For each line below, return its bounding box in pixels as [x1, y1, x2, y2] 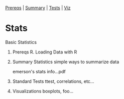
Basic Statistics [5, 39, 37, 45]
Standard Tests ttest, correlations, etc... [12, 78, 94, 84]
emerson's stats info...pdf [12, 68, 66, 74]
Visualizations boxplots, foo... [12, 88, 74, 94]
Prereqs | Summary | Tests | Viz [5, 5, 71, 11]
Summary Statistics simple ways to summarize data [12, 59, 119, 65]
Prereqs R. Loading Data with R [12, 48, 77, 55]
